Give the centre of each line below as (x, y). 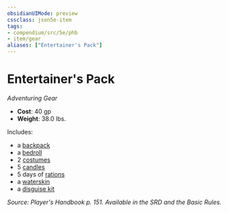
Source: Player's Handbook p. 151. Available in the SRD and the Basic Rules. (114, 202)
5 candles (31, 167)
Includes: (20, 131)
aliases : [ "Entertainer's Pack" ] (55, 45)
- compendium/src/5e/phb (42, 33)
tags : (15, 26)
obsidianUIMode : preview (42, 13)
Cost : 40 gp (34, 111)
